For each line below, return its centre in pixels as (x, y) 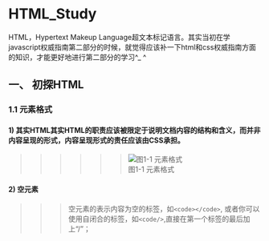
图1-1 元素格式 (151, 170)
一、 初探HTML (46, 85)
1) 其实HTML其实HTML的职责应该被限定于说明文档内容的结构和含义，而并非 (134, 130)
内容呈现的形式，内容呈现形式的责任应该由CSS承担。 (96, 140)
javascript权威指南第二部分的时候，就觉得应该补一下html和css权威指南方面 (132, 47)
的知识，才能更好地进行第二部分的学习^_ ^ (77, 57)
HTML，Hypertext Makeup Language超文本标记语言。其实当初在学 (119, 37)
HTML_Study (53, 14)
